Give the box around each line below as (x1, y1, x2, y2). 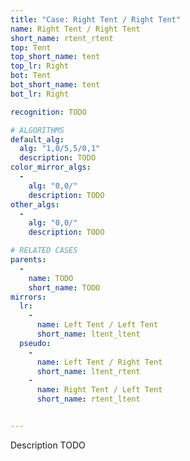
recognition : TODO (10, 107, 87, 117)
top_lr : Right (10, 61, 70, 71)
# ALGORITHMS (10, 125, 65, 135)
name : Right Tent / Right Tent (10, 24, 141, 34)
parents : (10, 255, 47, 265)
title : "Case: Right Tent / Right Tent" (10, 14, 182, 25)
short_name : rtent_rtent (10, 33, 114, 43)
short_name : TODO (28, 282, 101, 293)
